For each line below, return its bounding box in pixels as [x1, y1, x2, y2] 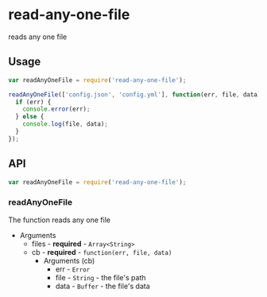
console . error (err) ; [22, 105, 91, 113]
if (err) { [15, 98, 52, 106]
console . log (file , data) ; [22, 120, 109, 128]
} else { [15, 113, 44, 121]
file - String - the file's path [55, 272, 146, 282]
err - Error [55, 264, 91, 274]
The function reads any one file [8, 215, 111, 225]
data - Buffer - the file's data [55, 281, 151, 291]
